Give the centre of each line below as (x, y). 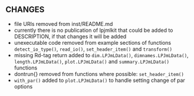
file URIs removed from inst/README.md (63, 24)
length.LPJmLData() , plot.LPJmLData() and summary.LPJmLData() (91, 61)
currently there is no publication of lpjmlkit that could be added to (93, 30)
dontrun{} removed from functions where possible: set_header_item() (99, 74)
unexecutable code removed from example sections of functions (93, 42)
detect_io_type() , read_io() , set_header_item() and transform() (93, 49)
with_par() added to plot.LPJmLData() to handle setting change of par (99, 80)
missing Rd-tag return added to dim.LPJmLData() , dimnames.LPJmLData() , (101, 55)
